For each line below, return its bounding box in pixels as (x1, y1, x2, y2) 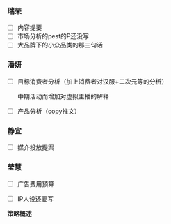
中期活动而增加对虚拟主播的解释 (17, 92, 109, 100)
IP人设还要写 (17, 194, 54, 203)
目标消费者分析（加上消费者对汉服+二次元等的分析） (17, 77, 168, 85)
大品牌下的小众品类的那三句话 (17, 40, 103, 50)
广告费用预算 (17, 179, 54, 188)
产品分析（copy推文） (17, 107, 81, 115)
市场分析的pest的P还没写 (17, 32, 89, 40)
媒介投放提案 (17, 143, 54, 151)
